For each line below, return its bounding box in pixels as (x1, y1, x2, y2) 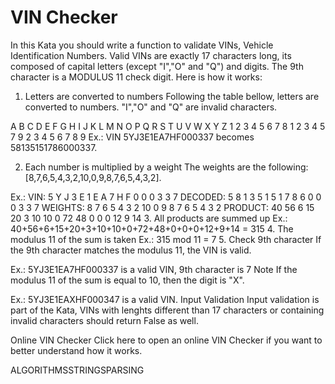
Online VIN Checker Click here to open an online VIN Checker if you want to (10, 334, 323, 346)
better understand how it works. (10, 344, 143, 356)
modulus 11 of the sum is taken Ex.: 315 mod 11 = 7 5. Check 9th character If (10, 233, 322, 245)
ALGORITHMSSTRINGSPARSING (10, 364, 145, 376)
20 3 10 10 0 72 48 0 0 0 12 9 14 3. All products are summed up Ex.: (10, 212, 288, 224)
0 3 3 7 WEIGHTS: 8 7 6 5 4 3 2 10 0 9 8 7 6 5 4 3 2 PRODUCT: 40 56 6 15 (10, 201, 315, 213)
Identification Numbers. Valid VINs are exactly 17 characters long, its (10, 49, 292, 61)
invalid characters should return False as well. (10, 314, 199, 326)
